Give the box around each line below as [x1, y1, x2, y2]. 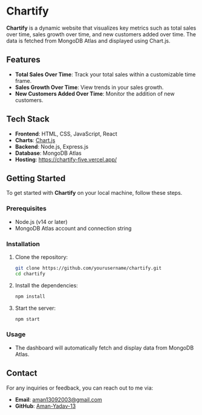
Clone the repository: [15, 253, 68, 261]
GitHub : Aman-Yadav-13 [15, 402, 76, 410]
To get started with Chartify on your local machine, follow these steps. [6, 189, 183, 197]
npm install [15, 293, 45, 299]
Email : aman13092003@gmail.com [15, 396, 102, 403]
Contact [6, 368, 37, 379]
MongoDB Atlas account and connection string [15, 224, 132, 232]
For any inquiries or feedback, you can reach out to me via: [6, 384, 154, 391]
